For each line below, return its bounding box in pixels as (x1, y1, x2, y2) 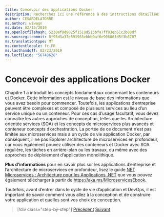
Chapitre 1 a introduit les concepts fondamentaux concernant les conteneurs (5, 90, 159, 96)
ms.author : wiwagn (5, 21, 42, 26)
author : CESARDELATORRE (5, 16, 54, 21)
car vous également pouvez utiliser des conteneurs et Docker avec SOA (5, 142, 150, 148)
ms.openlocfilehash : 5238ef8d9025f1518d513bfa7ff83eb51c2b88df (5, 30, 137, 35)
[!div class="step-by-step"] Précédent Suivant (17, 206, 111, 213)
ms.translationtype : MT (5, 39, 54, 44)
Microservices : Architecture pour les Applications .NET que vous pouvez (5, 172, 153, 178)
